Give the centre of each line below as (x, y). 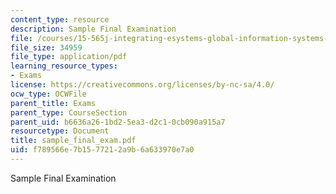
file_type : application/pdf (69, 57)
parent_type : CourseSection (69, 112)
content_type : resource (60, 19)
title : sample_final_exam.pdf (73, 141)
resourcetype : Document (60, 131)
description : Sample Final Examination (93, 29)
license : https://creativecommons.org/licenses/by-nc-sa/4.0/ (142, 85)
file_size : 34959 (46, 47)
